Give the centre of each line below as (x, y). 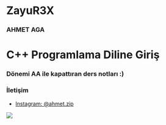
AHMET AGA (25, 30)
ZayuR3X (31, 11)
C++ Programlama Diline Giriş (83, 55)
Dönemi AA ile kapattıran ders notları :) (65, 74)
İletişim (17, 90)
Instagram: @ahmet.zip (45, 104)
